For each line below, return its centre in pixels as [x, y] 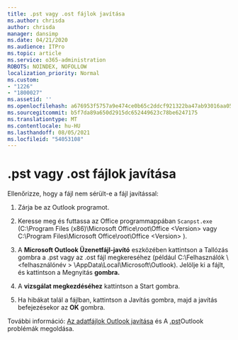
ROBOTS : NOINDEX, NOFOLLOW [47, 67]
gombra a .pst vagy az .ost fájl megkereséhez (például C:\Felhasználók [121, 257]
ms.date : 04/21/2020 [38, 40]
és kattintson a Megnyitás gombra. [69, 273]
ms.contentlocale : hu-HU [44, 126]
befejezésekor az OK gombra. [61, 307]
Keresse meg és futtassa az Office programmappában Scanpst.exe [115, 221]
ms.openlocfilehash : [38, 106]
